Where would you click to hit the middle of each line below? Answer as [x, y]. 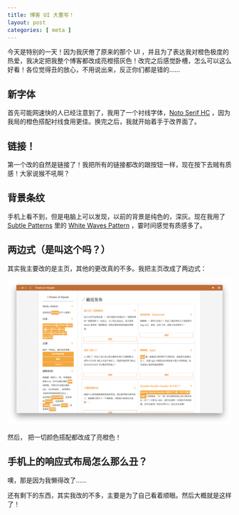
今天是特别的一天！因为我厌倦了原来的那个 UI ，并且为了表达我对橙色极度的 [118, 52]
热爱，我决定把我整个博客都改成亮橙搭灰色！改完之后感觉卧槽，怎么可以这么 [119, 61]
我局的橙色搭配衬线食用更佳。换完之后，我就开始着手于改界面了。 [104, 121]
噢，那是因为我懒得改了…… [47, 480]
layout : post [27, 22]
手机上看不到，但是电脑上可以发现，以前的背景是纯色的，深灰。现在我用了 [116, 216]
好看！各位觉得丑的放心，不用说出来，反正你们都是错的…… [94, 70]
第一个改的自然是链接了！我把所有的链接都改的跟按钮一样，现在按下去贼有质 [119, 164]
